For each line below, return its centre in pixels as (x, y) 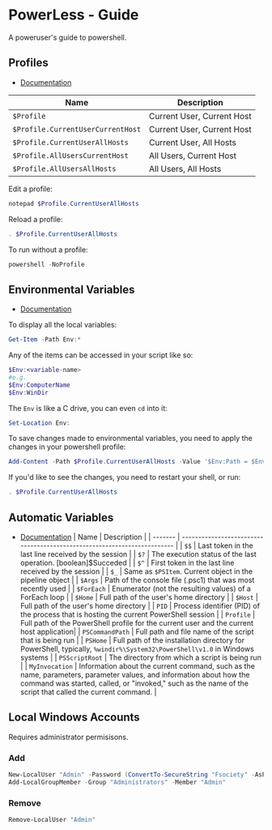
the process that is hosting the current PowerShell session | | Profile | (138, 614)
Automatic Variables (61, 518)
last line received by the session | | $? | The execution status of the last (138, 554)
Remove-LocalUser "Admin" (52, 820)
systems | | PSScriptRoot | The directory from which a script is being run (140, 657)
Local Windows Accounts (74, 718)
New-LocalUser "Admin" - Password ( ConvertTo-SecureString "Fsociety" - (132, 775)
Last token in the (225, 545)
